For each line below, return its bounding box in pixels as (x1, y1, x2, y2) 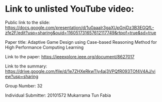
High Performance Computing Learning (5, 44, 84, 50)
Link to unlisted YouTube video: (5, 3, 134, 15)
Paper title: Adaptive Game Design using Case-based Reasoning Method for (5, 39, 157, 45)
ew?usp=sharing (5, 73, 39, 79)
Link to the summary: (5, 63, 48, 69)
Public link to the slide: (5, 19, 50, 25)
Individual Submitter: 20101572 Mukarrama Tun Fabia (5, 92, 111, 98)
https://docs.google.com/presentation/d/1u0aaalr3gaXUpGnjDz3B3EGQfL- (5, 24, 154, 30)
